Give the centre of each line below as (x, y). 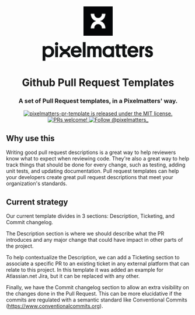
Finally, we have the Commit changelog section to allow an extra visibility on (97, 287)
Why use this (30, 138)
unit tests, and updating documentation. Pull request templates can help (93, 171)
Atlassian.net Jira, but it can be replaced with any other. (73, 276)
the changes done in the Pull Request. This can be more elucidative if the (94, 294)
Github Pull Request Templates (98, 83)
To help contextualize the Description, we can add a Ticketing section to (93, 258)
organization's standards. (36, 184)
